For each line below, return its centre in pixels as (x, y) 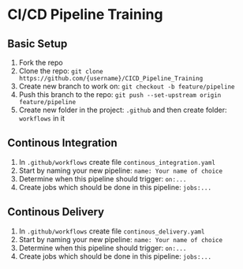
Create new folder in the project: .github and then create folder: (123, 110)
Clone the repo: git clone (61, 71)
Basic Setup (37, 44)
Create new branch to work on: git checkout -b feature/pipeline (127, 86)
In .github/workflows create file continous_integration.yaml (117, 162)
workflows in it (41, 118)
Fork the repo (41, 62)
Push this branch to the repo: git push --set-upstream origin (120, 95)
